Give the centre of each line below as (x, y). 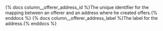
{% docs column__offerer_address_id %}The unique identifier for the (77, 7)
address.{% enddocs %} (31, 23)
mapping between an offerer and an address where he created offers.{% (81, 13)
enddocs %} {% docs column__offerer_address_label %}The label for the (82, 18)
